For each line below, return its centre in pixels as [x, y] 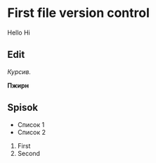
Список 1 [31, 124]
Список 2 [31, 132]
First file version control [78, 13]
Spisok [23, 108]
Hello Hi [19, 32]
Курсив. [19, 71]
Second [29, 153]
